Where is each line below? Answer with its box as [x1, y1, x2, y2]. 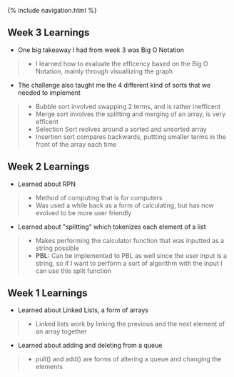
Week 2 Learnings [7, 160, 90, 173]
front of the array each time [35, 140, 117, 148]
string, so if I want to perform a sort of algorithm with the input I [35, 259, 223, 267]
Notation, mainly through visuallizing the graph [35, 67, 173, 76]
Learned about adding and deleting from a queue [17, 341, 163, 350]
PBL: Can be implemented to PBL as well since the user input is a [35, 251, 227, 259]
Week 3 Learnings [7, 26, 90, 38]
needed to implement [17, 88, 81, 97]
